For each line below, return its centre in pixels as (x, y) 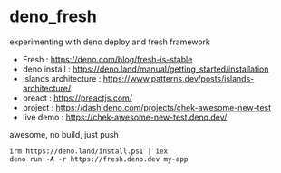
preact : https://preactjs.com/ (78, 98)
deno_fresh (53, 17)
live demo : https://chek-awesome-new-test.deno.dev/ (125, 117)
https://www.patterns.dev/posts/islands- (179, 78)
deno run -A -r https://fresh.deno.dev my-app (99, 159)
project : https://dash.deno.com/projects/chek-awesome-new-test (147, 107)
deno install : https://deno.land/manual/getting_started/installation (145, 69)
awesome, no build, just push (64, 134)
